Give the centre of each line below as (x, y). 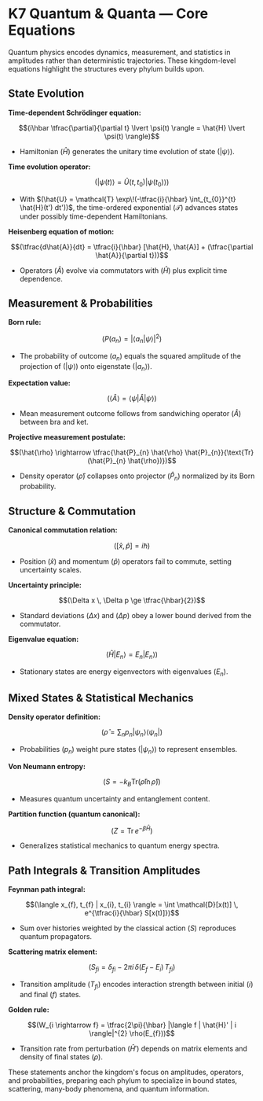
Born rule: (25, 322)
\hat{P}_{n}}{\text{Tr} (219, 452)
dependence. (41, 278)
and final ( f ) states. (50, 994)
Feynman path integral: (47, 889)
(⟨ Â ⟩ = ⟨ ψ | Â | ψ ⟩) (132, 399)
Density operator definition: (55, 717)
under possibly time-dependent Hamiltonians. (93, 216)
